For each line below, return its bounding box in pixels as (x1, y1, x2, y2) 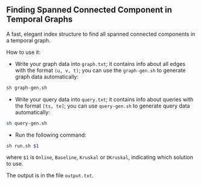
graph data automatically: (14, 73, 79, 80)
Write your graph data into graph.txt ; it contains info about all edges (14, 60, 186, 67)
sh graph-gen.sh (6, 85, 47, 91)
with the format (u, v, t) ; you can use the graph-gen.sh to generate (14, 67, 186, 74)
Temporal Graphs (6, 15, 73, 25)
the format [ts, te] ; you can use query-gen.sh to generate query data (14, 102, 190, 109)
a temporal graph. (6, 36, 51, 44)
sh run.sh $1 (6, 143, 39, 149)
